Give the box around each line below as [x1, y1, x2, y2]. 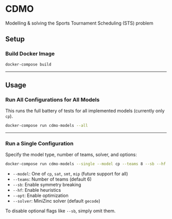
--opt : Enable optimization [12, 192, 69, 199]
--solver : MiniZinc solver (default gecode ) [12, 198, 101, 204]
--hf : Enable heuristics [12, 187, 61, 193]
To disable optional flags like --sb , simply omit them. [5, 208, 116, 214]
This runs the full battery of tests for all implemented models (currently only [5, 108, 165, 114]
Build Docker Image [5, 50, 55, 57]
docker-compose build [5, 62, 52, 67]
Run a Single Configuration [5, 140, 74, 147]
